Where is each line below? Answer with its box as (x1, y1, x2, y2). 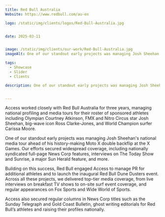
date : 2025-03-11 (5, 34, 41, 39)
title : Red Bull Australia (5, 7, 60, 12)
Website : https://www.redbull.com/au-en (5, 12, 89, 17)
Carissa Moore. (5, 126, 36, 132)
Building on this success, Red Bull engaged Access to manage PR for (5, 165, 145, 172)
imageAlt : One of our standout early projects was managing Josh (5, 52, 141, 56)
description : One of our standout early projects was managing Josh (5, 83, 148, 88)
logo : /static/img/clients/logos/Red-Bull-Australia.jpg (5, 21, 124, 26)
